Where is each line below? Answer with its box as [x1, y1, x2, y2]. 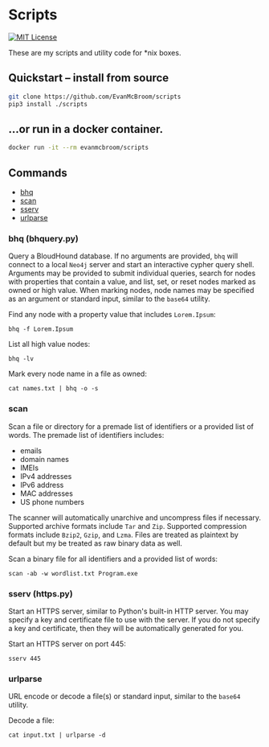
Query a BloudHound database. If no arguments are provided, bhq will [8, 251, 238, 261]
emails [19, 445, 43, 456]
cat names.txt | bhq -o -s [8, 385, 99, 393]
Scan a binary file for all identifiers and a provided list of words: [8, 554, 218, 563]
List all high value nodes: [8, 340, 91, 349]
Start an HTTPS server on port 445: [8, 638, 126, 649]
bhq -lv [8, 355, 35, 363]
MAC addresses [19, 489, 74, 498]
